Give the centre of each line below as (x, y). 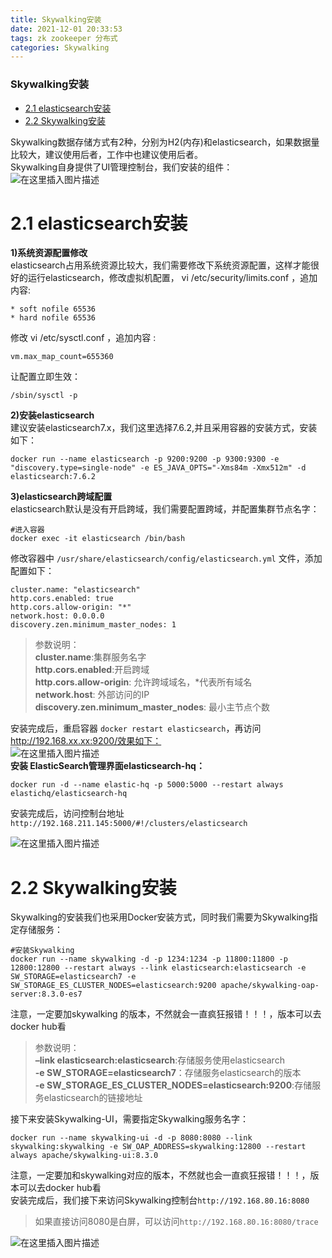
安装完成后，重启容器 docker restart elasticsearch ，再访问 (136, 728)
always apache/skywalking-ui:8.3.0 (84, 1156)
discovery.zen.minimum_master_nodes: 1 (93, 625)
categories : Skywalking (60, 47)
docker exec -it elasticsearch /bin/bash (98, 539)
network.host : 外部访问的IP (92, 695)
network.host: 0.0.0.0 (57, 616)
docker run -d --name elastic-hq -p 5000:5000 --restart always (147, 785)
